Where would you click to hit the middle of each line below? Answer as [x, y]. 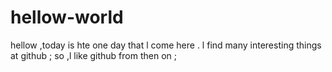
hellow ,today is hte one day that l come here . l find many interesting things [166, 45]
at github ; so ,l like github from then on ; [93, 55]
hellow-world [67, 17]
